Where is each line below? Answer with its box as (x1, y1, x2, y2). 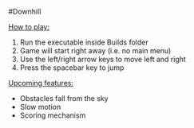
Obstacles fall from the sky (19, 94, 109, 103)
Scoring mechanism (19, 111, 86, 120)
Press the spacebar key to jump (19, 63, 125, 72)
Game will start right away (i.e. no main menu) (19, 46, 172, 55)
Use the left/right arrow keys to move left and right (19, 55, 186, 64)
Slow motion (19, 103, 61, 111)
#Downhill (8, 7, 42, 16)
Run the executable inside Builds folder (19, 37, 149, 47)
